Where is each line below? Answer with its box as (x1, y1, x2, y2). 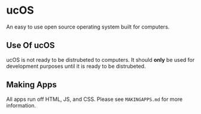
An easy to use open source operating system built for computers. (6, 23, 170, 30)
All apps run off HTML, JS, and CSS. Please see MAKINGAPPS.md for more (6, 96, 183, 103)
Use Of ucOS (6, 40, 55, 50)
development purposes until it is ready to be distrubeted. (6, 62, 146, 69)
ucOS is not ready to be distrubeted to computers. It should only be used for (6, 56, 195, 63)
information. (6, 102, 36, 109)
